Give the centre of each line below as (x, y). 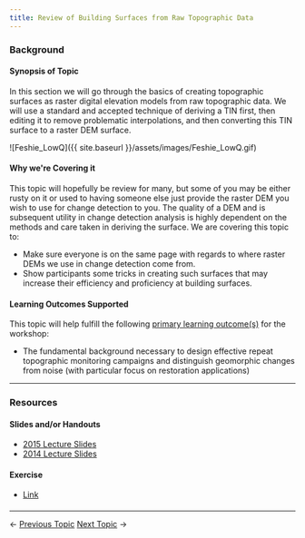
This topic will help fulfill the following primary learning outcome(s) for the (148, 324)
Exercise (26, 474)
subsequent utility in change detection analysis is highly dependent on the (148, 217)
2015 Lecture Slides (59, 445)
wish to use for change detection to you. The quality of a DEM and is (138, 207)
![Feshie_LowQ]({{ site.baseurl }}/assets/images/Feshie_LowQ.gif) (133, 147)
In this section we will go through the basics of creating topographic (137, 91)
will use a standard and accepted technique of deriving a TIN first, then (143, 111)
